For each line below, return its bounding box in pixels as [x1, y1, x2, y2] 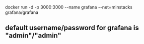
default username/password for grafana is [5, 24, 139, 32]
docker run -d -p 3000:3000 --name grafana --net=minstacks [5, 4, 133, 10]
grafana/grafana [5, 9, 39, 15]
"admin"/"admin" [5, 32, 62, 40]
